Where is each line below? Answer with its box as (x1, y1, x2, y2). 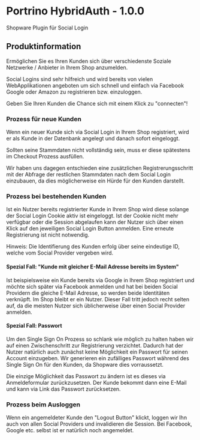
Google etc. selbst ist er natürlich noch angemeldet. (6, 427, 134, 434)
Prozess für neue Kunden (6, 115, 82, 123)
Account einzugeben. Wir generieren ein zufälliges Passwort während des (6, 354, 190, 361)
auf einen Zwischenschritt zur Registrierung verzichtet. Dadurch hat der (6, 342, 184, 349)
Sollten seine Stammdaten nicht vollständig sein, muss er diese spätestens (6, 146, 190, 154)
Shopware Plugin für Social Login (6, 24, 89, 31)
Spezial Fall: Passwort (6, 322, 62, 330)
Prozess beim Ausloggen (6, 400, 81, 409)
